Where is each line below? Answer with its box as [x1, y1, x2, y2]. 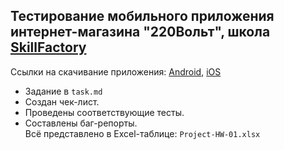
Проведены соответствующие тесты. [24, 106, 185, 118]
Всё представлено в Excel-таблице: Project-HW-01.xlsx [24, 127, 261, 139]
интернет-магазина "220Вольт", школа [10, 24, 271, 41]
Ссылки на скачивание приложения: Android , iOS [10, 65, 222, 78]
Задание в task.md [24, 85, 103, 97]
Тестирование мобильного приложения [10, 8, 275, 25]
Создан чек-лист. [24, 95, 100, 108]
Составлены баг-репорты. [24, 117, 138, 129]
